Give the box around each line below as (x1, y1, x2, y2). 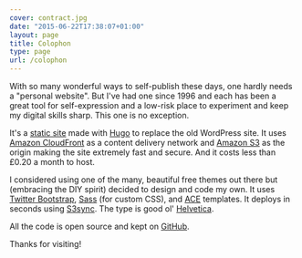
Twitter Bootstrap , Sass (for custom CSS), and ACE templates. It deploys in (9, 193, 290, 204)
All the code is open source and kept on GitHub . (9, 221, 190, 232)
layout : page (9, 30, 59, 39)
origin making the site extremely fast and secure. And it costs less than (9, 147, 276, 158)
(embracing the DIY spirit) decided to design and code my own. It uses (9, 184, 276, 194)
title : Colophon (9, 38, 71, 48)
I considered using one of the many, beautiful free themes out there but (9, 174, 278, 185)
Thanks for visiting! (9, 239, 82, 249)
